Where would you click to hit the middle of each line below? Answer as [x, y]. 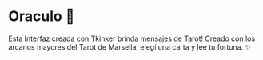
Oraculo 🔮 [42, 16]
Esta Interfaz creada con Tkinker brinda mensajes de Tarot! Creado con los [132, 38]
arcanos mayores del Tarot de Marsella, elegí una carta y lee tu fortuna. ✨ [130, 46]
